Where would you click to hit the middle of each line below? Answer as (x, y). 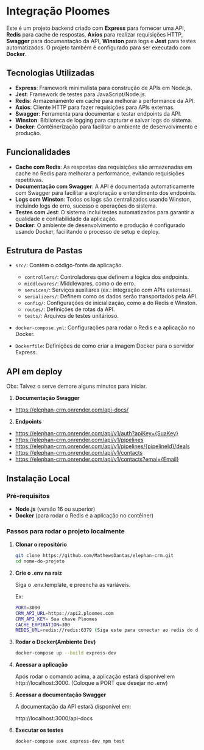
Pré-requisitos (28, 496)
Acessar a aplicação (41, 665)
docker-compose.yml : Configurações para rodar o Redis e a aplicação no (105, 328)
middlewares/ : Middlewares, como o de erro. (80, 284)
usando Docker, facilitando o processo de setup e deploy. (87, 231)
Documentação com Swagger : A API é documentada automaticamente (105, 186)
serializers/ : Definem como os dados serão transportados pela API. (111, 296)
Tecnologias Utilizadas (51, 73)
